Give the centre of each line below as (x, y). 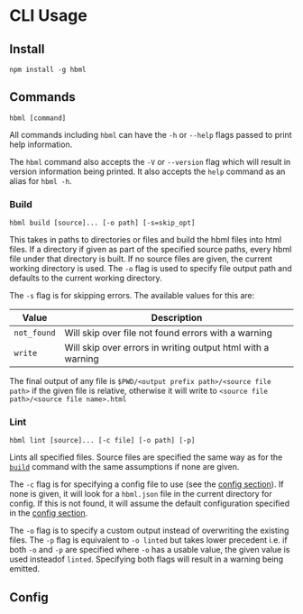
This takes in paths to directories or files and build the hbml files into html (146, 240)
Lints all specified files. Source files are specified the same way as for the (146, 457)
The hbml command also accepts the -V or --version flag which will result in (150, 161)
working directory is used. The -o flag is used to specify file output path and (151, 269)
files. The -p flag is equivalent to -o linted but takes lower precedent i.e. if (148, 540)
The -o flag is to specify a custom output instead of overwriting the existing (149, 531)
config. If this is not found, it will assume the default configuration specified (150, 504)
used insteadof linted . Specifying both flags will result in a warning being (147, 559)
